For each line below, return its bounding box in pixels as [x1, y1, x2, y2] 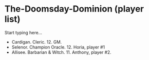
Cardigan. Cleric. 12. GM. [11, 39, 62, 45]
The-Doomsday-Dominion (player [4, 3, 144, 15]
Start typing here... [4, 30, 42, 35]
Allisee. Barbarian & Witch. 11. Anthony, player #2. [11, 49, 112, 55]
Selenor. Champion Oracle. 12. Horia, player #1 [11, 44, 105, 50]
